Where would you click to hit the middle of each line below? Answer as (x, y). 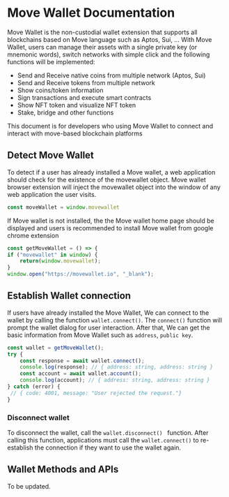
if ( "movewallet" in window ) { (53, 255)
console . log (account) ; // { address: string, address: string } (115, 380)
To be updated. (29, 486)
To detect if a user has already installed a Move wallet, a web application (111, 172)
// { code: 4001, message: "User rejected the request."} (96, 393)
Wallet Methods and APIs (63, 469)
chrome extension (33, 235)
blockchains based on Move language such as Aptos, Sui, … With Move (110, 39)
